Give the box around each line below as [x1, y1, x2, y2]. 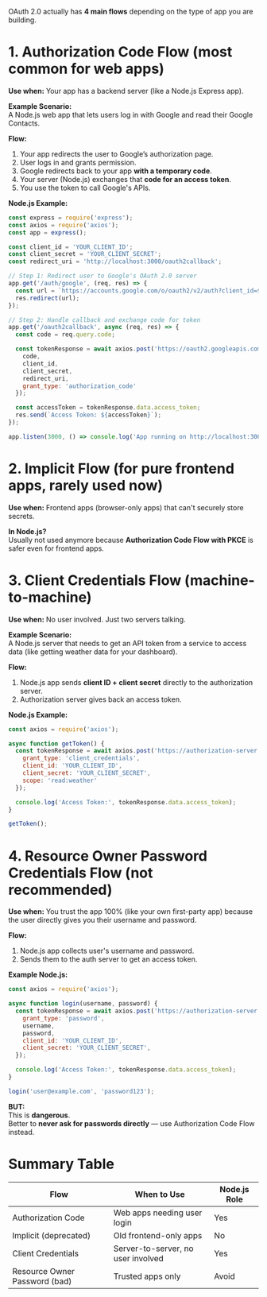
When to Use [134, 1188, 185, 1199]
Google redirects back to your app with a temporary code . [19, 166, 212, 176]
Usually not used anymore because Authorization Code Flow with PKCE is [8, 535, 254, 544]
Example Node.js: [8, 970, 68, 980]
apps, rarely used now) [8, 477, 164, 494]
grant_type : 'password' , [22, 1014, 105, 1022]
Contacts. [8, 118, 41, 128]
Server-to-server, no [113, 1243, 194, 1254]
